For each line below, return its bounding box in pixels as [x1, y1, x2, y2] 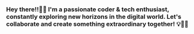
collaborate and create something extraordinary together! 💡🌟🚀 [6, 20, 189, 28]
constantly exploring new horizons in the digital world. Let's [6, 12, 182, 21]
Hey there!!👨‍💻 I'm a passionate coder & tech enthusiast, [6, 5, 169, 13]
